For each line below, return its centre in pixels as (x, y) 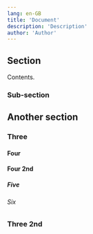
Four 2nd (20, 169)
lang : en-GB (24, 13)
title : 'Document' (33, 20)
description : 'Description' (48, 26)
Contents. (21, 77)
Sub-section (29, 95)
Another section (43, 117)
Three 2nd (25, 224)
